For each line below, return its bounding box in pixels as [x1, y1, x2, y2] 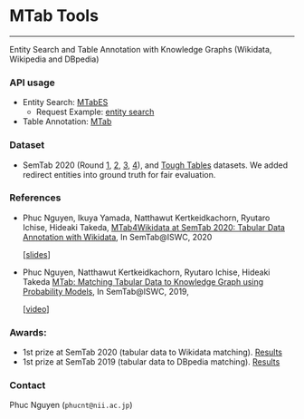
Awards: [9, 326, 47, 338]
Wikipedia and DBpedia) [9, 54, 100, 64]
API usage [9, 76, 56, 89]
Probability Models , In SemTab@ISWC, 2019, [22, 286, 190, 297]
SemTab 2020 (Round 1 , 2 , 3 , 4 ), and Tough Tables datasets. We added [22, 160, 288, 171]
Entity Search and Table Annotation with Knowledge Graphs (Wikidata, [9, 44, 272, 54]
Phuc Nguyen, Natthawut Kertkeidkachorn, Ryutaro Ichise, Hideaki [22, 267, 271, 278]
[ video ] [22, 303, 50, 314]
